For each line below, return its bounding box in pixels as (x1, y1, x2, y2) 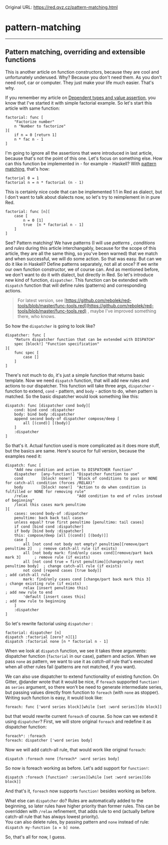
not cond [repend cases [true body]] (23, 568, 101, 573)
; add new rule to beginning (5, 598, 66, 604)
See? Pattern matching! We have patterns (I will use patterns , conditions (5, 240, 155, 246)
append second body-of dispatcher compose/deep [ (14, 416, 120, 421)
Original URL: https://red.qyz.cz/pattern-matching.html (5, 5, 118, 10)
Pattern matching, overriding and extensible (5, 48, 145, 57)
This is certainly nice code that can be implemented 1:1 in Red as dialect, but (5, 189, 162, 195)
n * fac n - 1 (14, 137, 43, 142)
